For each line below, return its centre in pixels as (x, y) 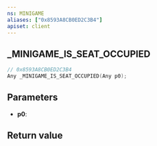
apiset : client (29, 26)
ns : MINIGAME (26, 13)
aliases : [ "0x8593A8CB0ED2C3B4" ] (55, 20)
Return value (35, 135)
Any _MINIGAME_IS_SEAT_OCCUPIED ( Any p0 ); (67, 76)
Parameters (33, 98)
